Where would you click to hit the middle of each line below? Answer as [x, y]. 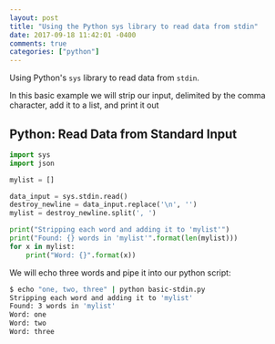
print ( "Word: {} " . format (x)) [81, 255]
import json [32, 163]
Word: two [28, 323]
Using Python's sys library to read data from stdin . [105, 78]
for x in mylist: [42, 246]
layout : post [34, 18]
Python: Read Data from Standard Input [123, 134]
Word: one [28, 315]
